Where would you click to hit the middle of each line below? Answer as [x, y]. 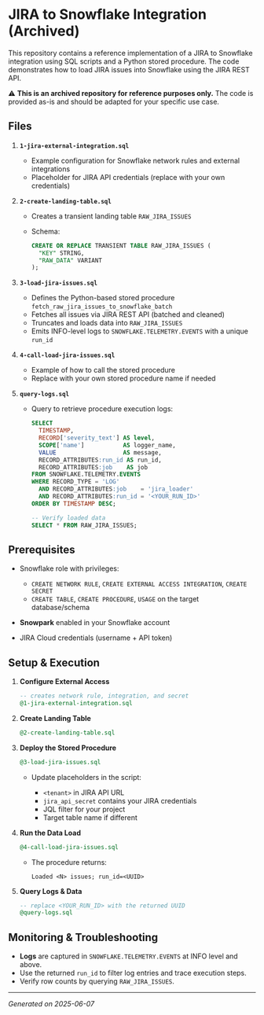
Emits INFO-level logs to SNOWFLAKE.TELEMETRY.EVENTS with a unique [140, 331]
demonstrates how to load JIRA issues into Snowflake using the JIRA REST [129, 69]
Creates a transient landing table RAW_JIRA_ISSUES [111, 216]
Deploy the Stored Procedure [68, 748]
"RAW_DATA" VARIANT [70, 260]
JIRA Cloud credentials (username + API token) [96, 638]
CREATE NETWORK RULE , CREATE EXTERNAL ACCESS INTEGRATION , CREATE [139, 584]
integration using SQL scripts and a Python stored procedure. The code [124, 61]
